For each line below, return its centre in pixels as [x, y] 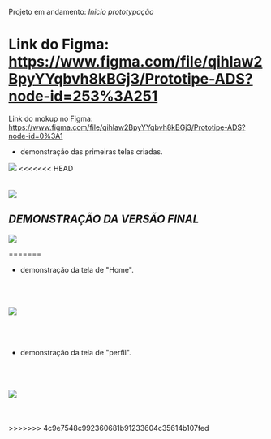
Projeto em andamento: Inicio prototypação [81, 12]
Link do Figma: [59, 45]
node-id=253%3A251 [83, 96]
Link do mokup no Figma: [51, 118]
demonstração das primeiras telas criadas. [91, 151]
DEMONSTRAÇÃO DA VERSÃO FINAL [104, 219]
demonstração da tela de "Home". [77, 269]
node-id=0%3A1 [36, 136]
